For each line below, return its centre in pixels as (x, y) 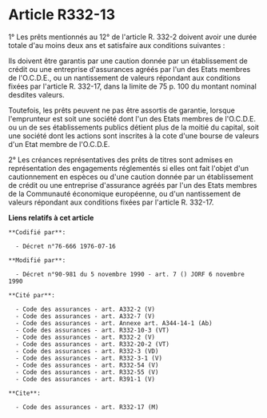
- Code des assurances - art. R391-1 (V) (86, 379)
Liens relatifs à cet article (51, 217)
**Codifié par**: (37, 232)
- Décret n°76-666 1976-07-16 (66, 246)
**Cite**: (25, 393)
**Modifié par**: (37, 260)
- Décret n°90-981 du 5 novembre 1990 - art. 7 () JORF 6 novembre (130, 274)
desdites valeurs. (37, 94)
